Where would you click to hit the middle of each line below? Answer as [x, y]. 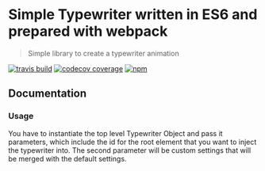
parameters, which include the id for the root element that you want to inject [132, 142]
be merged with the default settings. [67, 158]
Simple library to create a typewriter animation [104, 53]
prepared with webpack [88, 31]
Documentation [48, 94]
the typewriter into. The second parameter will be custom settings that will [130, 150]
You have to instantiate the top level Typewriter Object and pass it [116, 133]
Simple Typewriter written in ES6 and [133, 15]
